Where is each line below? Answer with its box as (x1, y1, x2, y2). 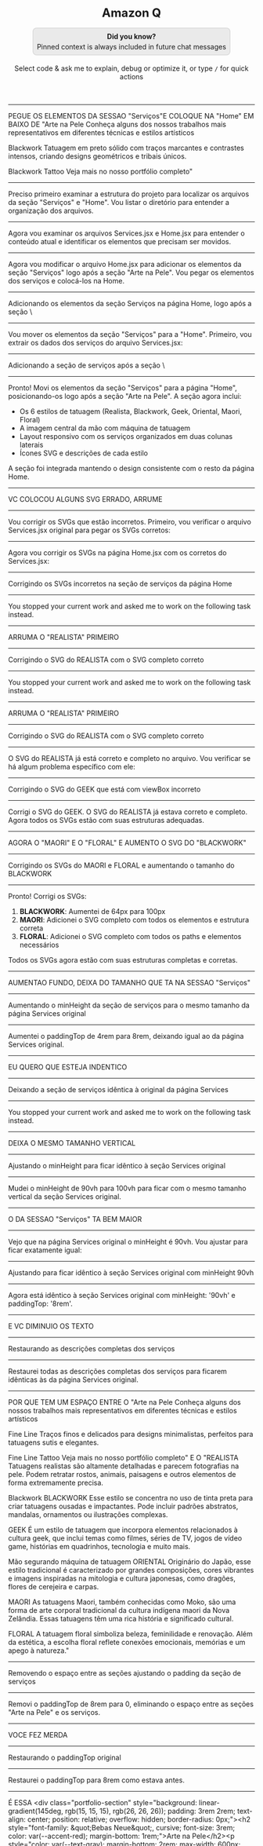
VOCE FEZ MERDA (8, 1731, 68, 1739)
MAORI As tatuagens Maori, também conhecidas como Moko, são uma (8, 1597, 236, 1607)
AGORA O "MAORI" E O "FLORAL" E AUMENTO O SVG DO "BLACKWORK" (8, 838, 247, 847)
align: (8, 1815, 26, 1824)
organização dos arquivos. (8, 206, 94, 215)
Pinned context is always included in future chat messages (36, 42, 227, 51)
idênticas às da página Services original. (8, 1375, 139, 1384)
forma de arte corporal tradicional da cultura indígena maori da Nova (8, 1606, 230, 1614)
